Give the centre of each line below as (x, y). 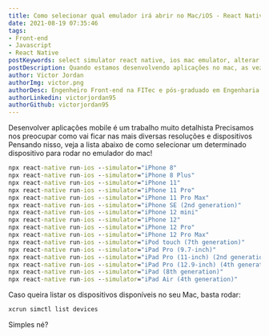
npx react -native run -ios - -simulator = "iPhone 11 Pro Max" (109, 198)
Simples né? (28, 324)
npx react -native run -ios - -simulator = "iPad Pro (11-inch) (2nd (118, 257)
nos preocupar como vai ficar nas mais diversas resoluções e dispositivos (130, 136)
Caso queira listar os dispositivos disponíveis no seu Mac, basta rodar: (125, 295)
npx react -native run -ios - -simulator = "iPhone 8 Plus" (102, 175)
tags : (17, 30)
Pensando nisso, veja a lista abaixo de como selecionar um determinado (127, 145)
